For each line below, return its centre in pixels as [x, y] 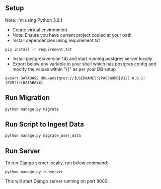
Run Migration [28, 98]
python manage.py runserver [34, 172]
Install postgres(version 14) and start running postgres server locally [82, 59]
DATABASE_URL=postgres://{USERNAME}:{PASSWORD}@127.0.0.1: [83, 78]
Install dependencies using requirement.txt [56, 40]
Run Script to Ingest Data [45, 124]
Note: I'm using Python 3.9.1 [34, 20]
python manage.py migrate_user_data [43, 136]
